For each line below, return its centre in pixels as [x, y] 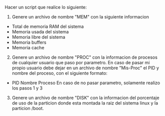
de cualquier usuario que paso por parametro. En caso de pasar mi [81, 62]
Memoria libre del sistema [38, 37]
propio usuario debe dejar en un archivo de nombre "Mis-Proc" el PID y [85, 68]
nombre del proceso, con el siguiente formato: [60, 73]
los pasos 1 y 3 [27, 88]
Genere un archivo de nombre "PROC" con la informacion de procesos [85, 57]
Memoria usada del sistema [40, 32]
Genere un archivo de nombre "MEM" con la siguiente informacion [80, 17]
